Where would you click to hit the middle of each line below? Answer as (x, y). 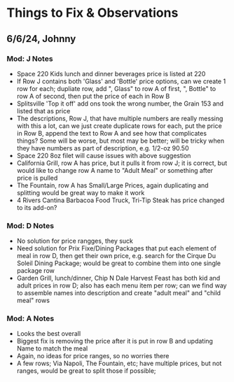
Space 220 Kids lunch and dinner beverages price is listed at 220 (111, 73)
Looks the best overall (49, 334)
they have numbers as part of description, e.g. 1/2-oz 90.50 (103, 148)
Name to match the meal (52, 348)
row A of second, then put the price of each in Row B (93, 96)
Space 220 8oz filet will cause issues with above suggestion (104, 155)
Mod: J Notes (30, 59)
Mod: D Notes (30, 225)
